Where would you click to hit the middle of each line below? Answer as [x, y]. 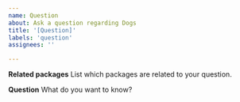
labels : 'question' [41, 38]
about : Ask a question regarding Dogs [72, 23]
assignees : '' [32, 45]
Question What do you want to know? [70, 90]
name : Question [33, 15]
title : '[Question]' [43, 30]
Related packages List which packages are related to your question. [120, 74]
